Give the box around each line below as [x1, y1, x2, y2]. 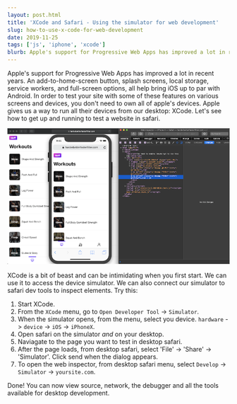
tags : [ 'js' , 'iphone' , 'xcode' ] [7, 41, 106, 49]
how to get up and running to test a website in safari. [7, 114, 161, 122]
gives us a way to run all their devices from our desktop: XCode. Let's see [7, 107, 222, 115]
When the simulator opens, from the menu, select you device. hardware [17, 315, 224, 323]
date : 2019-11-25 [7, 34, 59, 41]
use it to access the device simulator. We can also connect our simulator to [7, 278, 226, 287]
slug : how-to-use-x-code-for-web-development [7, 26, 143, 33]
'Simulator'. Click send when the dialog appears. [17, 352, 159, 361]
